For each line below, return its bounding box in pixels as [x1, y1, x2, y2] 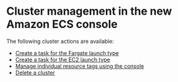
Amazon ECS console [6, 17, 118, 31]
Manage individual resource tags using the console [15, 62, 144, 70]
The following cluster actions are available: [6, 37, 114, 45]
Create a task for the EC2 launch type [15, 56, 111, 63]
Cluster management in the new [6, 4, 172, 18]
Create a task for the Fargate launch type [15, 49, 119, 56]
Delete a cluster [15, 69, 55, 76]
